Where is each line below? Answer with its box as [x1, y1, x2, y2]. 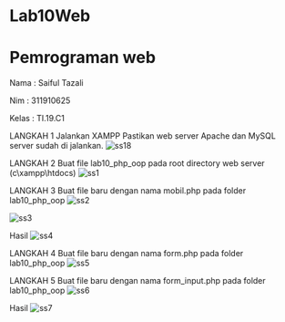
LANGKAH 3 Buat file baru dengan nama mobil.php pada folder [9, 185, 247, 196]
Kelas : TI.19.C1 [9, 113, 66, 124]
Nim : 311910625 [9, 95, 71, 106]
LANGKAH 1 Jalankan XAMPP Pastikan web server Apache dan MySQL [9, 130, 276, 141]
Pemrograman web [9, 47, 157, 68]
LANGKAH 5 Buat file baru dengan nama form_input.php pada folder [9, 275, 266, 286]
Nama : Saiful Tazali [9, 78, 84, 88]
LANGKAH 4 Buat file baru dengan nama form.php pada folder [9, 248, 244, 259]
